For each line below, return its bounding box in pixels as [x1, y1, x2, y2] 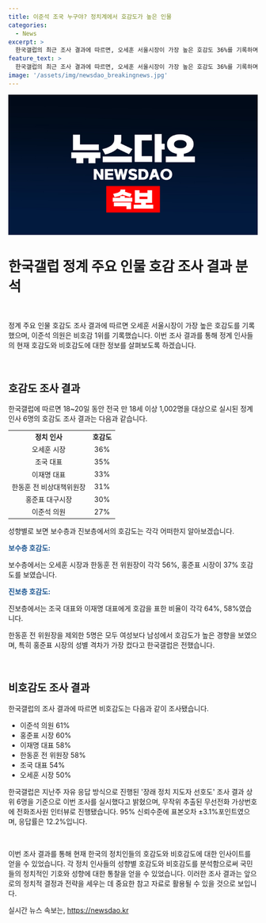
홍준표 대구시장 [25, 495, 73, 504]
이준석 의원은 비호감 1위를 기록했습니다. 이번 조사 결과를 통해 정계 [31, 331, 233, 340]
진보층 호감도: [8, 587, 51, 596]
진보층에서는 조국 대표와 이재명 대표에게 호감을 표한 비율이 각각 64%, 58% [8, 603, 240, 613]
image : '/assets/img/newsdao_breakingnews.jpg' [8, 71, 169, 79]
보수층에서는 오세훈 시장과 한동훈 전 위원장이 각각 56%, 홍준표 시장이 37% [8, 560, 239, 569]
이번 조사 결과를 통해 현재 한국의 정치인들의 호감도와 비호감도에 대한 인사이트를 [8, 848, 252, 858]
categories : [8, 21, 47, 29]
